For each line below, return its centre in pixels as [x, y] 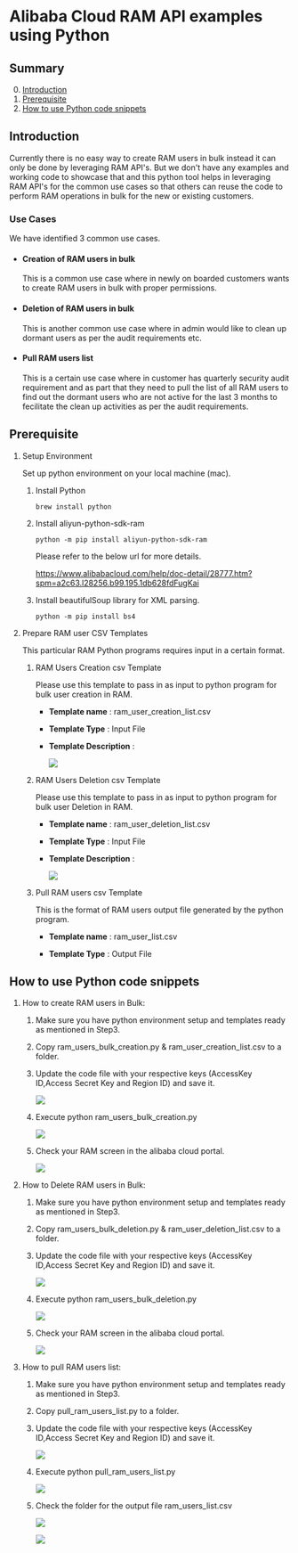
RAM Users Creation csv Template [98, 667]
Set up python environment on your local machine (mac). [126, 473]
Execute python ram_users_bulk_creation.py [116, 1117]
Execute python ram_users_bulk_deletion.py [116, 1299]
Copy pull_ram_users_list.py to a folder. [107, 1411]
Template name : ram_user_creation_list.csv [130, 711]
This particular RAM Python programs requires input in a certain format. [153, 650]
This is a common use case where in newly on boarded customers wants [156, 279]
